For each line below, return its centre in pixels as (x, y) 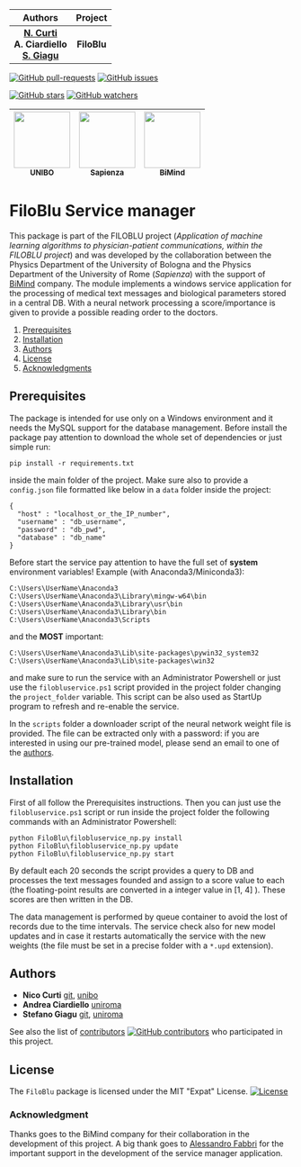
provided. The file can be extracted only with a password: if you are (134, 733)
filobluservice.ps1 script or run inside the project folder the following (139, 812)
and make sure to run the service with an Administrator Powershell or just (145, 677)
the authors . (32, 752)
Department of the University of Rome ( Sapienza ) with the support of (137, 274)
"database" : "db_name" (62, 538)
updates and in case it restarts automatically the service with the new (138, 936)
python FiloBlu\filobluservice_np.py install (96, 838)
